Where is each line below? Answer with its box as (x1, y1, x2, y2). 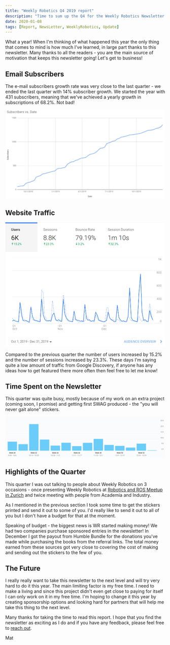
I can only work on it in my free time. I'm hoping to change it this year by (5, 594, 156, 600)
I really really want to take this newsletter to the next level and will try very (5, 577, 160, 584)
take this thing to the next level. (5, 604, 71, 610)
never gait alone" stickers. (5, 406, 60, 412)
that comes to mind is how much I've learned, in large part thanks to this (5, 44, 156, 50)
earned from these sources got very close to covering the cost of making (5, 544, 158, 550)
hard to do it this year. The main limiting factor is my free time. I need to (5, 583, 155, 589)
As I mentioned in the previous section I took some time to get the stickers (5, 502, 160, 508)
